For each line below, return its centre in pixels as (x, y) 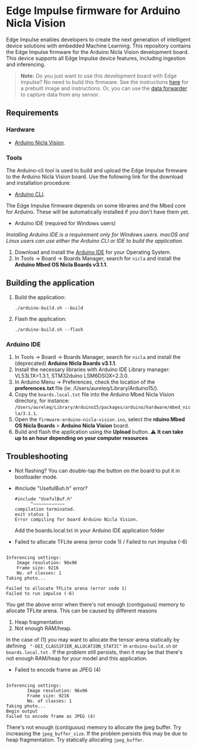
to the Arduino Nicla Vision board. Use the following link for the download (95, 177)
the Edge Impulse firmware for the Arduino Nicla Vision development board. (97, 52)
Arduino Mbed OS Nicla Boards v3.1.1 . (61, 265)
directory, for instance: (42, 401)
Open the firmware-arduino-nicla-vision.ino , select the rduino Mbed (100, 419)
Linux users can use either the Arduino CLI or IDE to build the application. (95, 240)
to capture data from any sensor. (60, 94)
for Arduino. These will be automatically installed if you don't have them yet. (98, 212)
